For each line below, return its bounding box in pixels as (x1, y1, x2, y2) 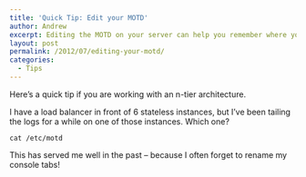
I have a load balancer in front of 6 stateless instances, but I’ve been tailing (9, 106, 291, 117)
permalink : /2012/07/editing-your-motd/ (9, 47, 166, 56)
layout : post (9, 38, 59, 48)
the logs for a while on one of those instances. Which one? (9, 115, 230, 127)
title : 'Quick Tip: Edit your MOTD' (9, 13, 148, 23)
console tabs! (9, 159, 61, 170)
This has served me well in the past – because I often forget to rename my (9, 149, 288, 160)
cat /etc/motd (9, 133, 64, 143)
